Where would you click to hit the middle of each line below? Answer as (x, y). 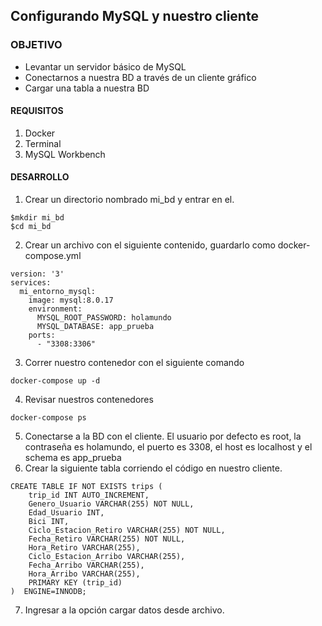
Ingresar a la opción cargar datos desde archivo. (124, 610)
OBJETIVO (36, 45)
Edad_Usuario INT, (66, 513)
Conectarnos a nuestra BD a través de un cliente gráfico (140, 77)
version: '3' (37, 274)
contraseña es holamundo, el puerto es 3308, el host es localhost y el (168, 447)
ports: (42, 335)
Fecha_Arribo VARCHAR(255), (86, 565)
